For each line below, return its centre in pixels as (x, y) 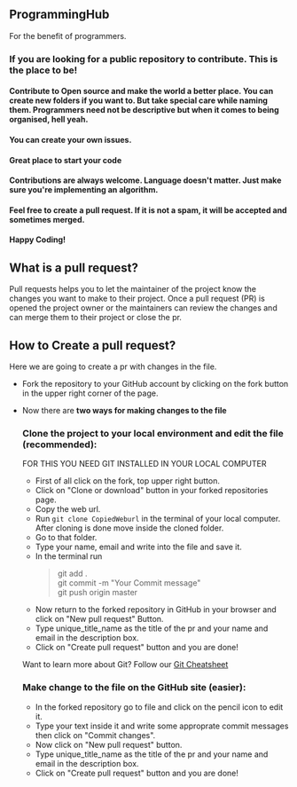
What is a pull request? (74, 268)
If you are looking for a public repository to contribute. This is (144, 59)
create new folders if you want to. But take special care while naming (139, 100)
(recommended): (59, 445)
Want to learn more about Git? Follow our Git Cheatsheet (125, 665)
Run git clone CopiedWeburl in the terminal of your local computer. (158, 519)
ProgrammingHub (59, 15)
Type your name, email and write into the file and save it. (138, 547)
